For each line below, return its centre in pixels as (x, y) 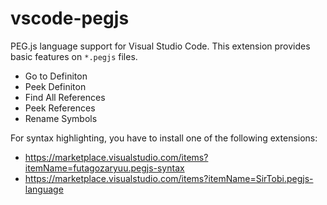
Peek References (60, 108)
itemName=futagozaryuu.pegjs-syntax (104, 168)
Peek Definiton (55, 86)
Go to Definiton (56, 76)
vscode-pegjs (70, 18)
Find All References (65, 97)
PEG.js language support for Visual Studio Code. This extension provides (160, 46)
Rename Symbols (61, 118)
